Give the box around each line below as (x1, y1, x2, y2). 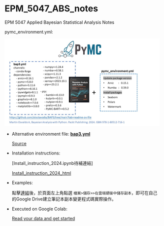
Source (11, 141, 27, 147)
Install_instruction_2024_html (11, 170, 71, 176)
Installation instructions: (11, 150, 61, 156)
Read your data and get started (11, 216, 75, 222)
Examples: (11, 180, 33, 186)
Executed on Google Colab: (11, 206, 67, 212)
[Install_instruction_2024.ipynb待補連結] (11, 160, 93, 166)
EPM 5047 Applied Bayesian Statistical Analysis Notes (4, 19, 114, 25)
